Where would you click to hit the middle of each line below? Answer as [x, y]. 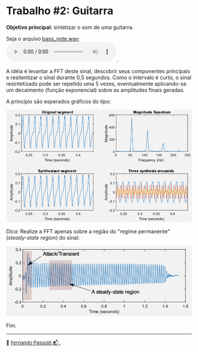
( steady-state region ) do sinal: [43, 238]
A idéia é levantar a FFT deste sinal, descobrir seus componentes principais [98, 71]
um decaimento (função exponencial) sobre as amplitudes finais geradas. [95, 90]
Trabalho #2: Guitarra [60, 11]
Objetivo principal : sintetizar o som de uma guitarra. [70, 27]
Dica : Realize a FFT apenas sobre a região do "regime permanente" [88, 232]
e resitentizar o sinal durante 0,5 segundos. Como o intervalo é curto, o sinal [99, 77]
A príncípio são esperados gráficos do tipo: [59, 101]
